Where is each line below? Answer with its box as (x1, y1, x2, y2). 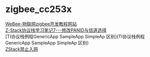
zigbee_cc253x (5, 4, 72, 15)
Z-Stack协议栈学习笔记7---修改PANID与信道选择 (5, 27, 107, 33)
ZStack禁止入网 (5, 46, 38, 52)
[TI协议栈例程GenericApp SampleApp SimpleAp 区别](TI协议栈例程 (5, 33, 145, 39)
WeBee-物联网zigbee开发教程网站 (5, 21, 77, 27)
